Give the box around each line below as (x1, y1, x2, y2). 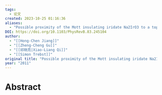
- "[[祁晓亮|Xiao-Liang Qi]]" (9, 47, 68, 52)
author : (5, 34, 21, 39)
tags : (5, 7, 16, 12)
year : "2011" (5, 61, 31, 66)
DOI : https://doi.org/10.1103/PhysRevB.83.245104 (5, 29, 107, 34)
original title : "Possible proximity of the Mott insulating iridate (5, 56, 148, 61)
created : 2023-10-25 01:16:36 (5, 16, 66, 21)
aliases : (5, 20, 23, 26)
